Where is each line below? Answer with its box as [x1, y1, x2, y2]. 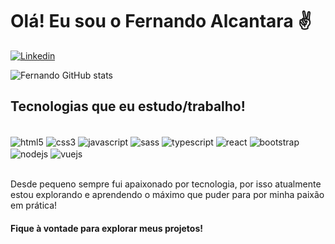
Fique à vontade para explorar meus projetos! [10, 222, 204, 234]
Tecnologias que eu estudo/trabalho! [10, 98, 246, 115]
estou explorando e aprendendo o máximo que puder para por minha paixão [10, 189, 325, 201]
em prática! [10, 199, 58, 212]
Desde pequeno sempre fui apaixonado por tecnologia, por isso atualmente [10, 178, 322, 190]
